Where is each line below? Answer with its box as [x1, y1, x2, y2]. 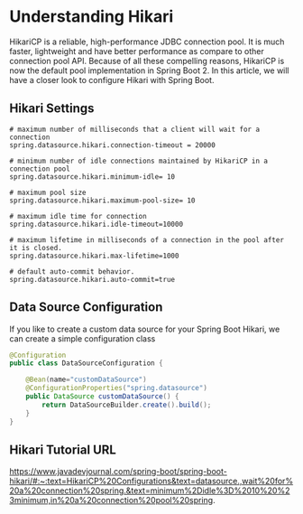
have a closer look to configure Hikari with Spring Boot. [9, 74, 215, 85]
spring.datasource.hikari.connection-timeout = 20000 [9, 140, 216, 150]
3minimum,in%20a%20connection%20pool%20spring [9, 495, 214, 506]
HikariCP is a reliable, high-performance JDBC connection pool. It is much [9, 36, 285, 47]
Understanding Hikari [9, 6, 174, 27]
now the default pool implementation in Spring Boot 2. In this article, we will [9, 65, 290, 76]
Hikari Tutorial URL [9, 442, 117, 457]
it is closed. [9, 243, 63, 252]
